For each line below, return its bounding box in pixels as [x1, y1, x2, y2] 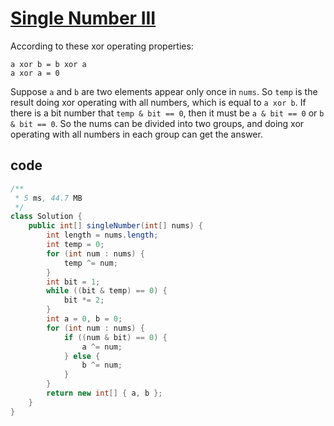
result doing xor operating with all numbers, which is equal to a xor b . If [10, 96, 307, 108]
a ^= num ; [81, 342, 123, 352]
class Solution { [10, 212, 83, 222]
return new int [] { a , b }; [46, 388, 163, 398]
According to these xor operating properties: [10, 40, 194, 52]
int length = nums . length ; [46, 230, 159, 241]
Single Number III [10, 7, 157, 30]
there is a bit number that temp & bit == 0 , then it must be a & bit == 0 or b [10, 107, 325, 119]
